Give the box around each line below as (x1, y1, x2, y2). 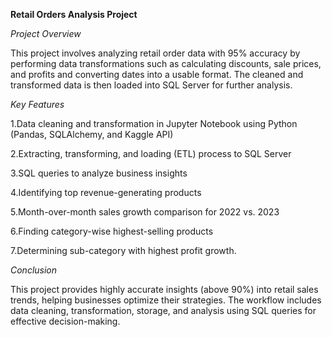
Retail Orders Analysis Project (10, 9, 138, 20)
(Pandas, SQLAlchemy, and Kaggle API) (10, 129, 174, 140)
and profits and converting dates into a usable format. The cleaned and (10, 69, 304, 80)
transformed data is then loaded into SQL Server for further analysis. (10, 79, 293, 91)
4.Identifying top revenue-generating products (10, 187, 202, 198)
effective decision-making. (10, 315, 121, 327)
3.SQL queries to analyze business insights (10, 167, 188, 179)
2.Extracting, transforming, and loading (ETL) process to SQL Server (10, 148, 292, 159)
